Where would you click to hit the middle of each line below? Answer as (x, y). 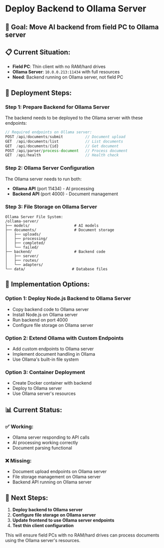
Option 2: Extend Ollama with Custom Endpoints (64, 338)
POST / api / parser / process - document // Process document (66, 151)
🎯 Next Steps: (27, 498)
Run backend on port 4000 (40, 320)
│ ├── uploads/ (23, 234)
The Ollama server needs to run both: (43, 179)
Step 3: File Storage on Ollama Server (51, 207)
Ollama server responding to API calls (51, 437)
